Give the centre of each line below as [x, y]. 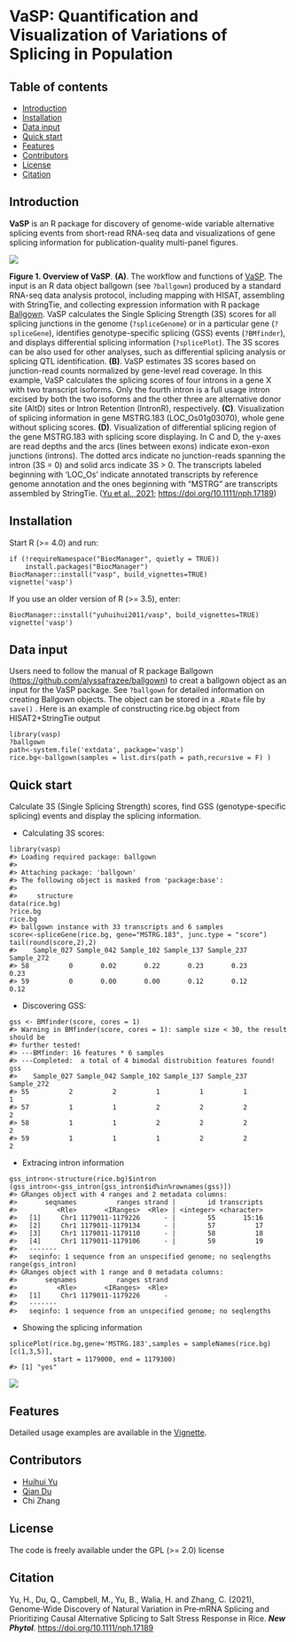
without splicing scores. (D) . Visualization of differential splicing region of [143, 427]
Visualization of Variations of [118, 35]
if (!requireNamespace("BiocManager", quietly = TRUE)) [114, 559]
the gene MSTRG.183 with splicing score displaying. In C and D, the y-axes [145, 436]
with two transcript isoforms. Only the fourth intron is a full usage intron [140, 389]
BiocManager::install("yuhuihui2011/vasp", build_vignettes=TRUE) [134, 615]
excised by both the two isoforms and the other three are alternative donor [145, 399]
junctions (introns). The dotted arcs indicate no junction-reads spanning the [148, 456]
